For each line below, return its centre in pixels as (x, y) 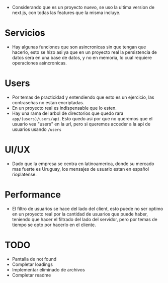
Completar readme (31, 275)
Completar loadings (32, 264)
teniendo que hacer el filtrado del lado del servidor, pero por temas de (85, 219)
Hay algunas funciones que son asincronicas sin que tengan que (79, 47)
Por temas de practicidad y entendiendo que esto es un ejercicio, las (83, 97)
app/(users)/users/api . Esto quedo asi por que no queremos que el (82, 118)
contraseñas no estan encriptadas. (48, 102)
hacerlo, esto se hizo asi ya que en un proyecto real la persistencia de (84, 52)
